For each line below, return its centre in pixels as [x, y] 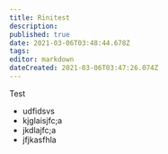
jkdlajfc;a [39, 130]
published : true [40, 34]
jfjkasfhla [39, 140]
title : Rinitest [40, 18]
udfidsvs [39, 111]
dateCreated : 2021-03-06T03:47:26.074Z [84, 68]
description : [34, 26]
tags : [19, 51]
